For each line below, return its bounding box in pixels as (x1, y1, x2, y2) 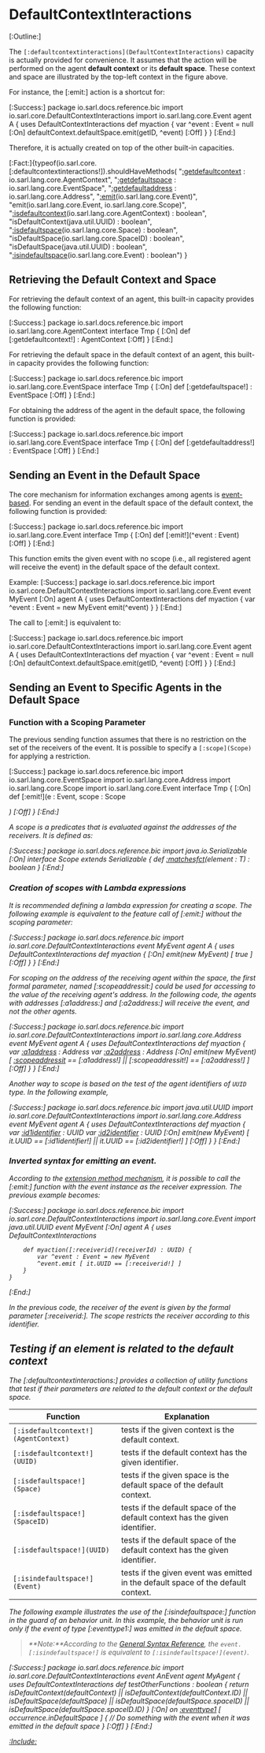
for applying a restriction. (9, 751, 91, 761)
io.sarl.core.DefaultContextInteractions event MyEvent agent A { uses (9, 940, 235, 951)
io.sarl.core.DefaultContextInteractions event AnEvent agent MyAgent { (9, 1671, 241, 1680)
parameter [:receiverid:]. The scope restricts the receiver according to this (9, 1311, 250, 1320)
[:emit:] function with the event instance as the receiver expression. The (9, 1182, 242, 1191)
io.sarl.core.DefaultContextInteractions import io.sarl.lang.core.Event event (9, 586, 252, 595)
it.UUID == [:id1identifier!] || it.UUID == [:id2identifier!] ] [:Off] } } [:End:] (9, 1136, 241, 1145)
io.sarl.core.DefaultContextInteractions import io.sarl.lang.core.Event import (9, 1214, 256, 1223)
